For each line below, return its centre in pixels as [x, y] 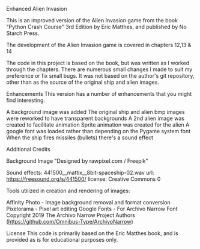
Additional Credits [29, 149]
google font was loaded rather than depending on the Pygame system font [98, 131]
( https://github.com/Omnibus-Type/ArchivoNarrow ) [70, 222]
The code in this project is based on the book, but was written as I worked [98, 63]
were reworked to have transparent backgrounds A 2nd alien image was [95, 118]
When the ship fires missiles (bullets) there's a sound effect [80, 137]
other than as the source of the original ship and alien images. [83, 82]
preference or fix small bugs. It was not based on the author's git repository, [100, 76]
